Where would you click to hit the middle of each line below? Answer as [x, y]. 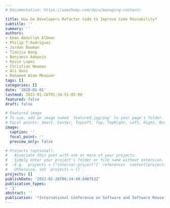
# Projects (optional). [30, 151]
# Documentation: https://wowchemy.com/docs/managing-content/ [73, 10]
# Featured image [24, 113]
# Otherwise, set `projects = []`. [45, 169]
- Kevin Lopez [20, 61]
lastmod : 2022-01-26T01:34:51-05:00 [44, 94]
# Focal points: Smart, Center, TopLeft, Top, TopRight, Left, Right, [81, 123]
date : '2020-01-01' [26, 90]
